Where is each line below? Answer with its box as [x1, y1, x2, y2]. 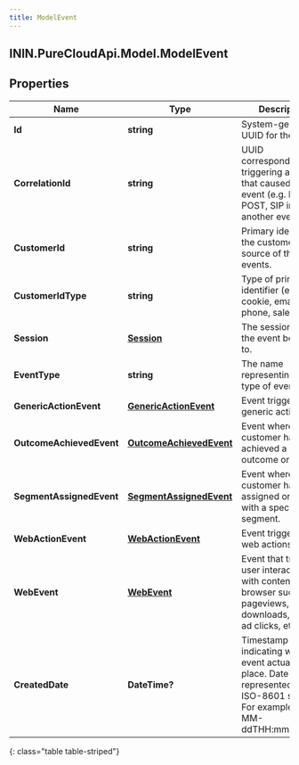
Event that [241, 552, 284, 564]
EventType [13, 368, 61, 381]
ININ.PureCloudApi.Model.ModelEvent [9, 46, 229, 62]
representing [241, 368, 295, 381]
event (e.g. [241, 188, 287, 201]
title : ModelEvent [9, 12, 77, 22]
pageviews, [241, 596, 289, 609]
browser [241, 586, 277, 598]
